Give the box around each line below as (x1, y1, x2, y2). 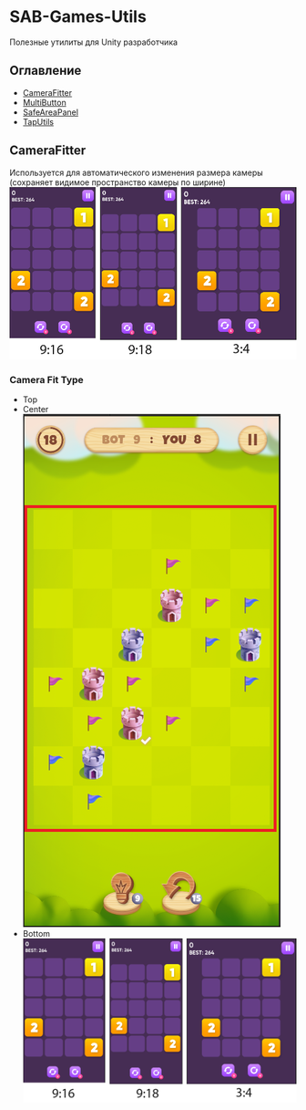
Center (22, 404, 49, 415)
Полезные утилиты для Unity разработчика (9, 36, 178, 47)
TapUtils (22, 116, 55, 127)
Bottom (22, 928, 51, 939)
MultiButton (22, 97, 66, 108)
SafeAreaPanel (22, 107, 79, 118)
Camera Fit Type (9, 373, 84, 386)
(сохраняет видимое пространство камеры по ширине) (9, 176, 226, 188)
